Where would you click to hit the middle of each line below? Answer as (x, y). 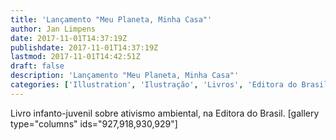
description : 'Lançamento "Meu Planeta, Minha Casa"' (125, 76)
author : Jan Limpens (53, 29)
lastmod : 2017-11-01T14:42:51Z (75, 57)
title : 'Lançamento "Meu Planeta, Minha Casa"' (111, 19)
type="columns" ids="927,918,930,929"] (94, 123)
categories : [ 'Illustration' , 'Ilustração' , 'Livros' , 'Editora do (154, 85)
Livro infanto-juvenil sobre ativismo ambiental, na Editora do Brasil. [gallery (165, 113)
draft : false (37, 66)
